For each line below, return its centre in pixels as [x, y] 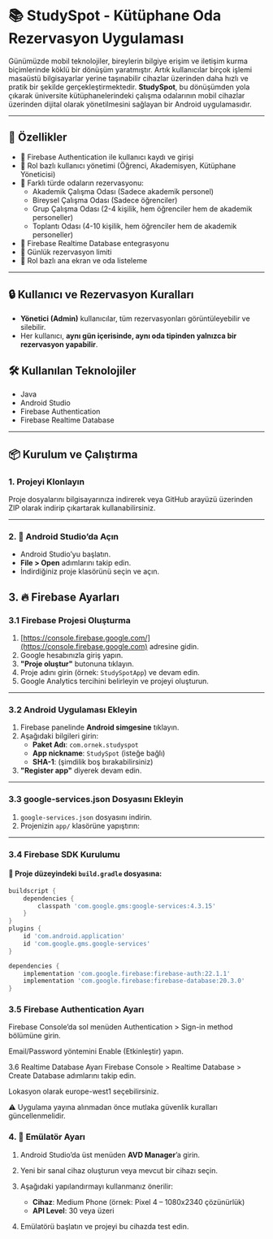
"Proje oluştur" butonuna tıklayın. [77, 664]
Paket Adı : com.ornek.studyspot [85, 745]
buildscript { [32, 890]
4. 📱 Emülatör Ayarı [47, 1137]
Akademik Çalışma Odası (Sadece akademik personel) [123, 191]
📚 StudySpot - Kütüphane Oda [115, 16]
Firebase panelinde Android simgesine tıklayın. [100, 727]
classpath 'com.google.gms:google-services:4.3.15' [127, 906]
